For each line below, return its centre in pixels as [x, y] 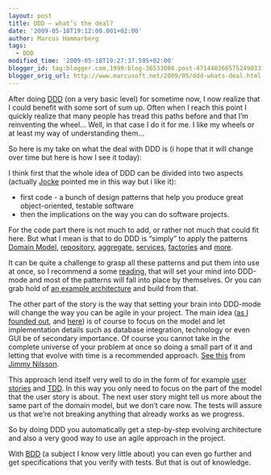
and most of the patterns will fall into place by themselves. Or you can [146, 280]
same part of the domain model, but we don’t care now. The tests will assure [135, 405]
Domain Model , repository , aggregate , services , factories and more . [121, 247]
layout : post [30, 16]
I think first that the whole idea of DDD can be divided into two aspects [126, 173]
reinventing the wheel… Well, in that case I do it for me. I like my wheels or [131, 124]
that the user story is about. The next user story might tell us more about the [135, 397]
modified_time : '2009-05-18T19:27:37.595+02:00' [92, 61]
